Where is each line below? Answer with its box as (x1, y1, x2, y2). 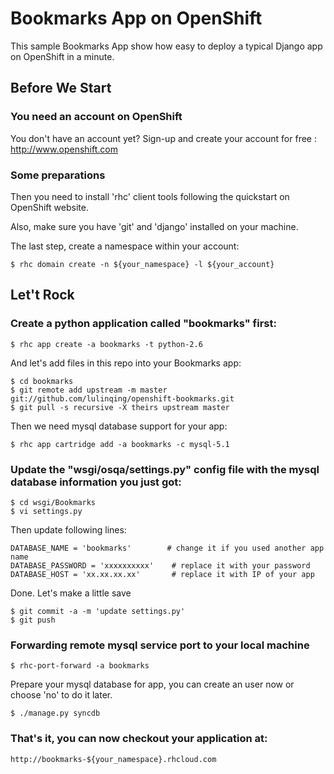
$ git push (10, 615, 56, 625)
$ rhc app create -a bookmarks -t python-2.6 (10, 339, 203, 349)
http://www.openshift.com (10, 143, 118, 155)
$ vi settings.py (10, 506, 83, 516)
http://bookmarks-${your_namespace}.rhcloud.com (10, 754, 217, 764)
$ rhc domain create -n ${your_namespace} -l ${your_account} (10, 259, 275, 269)
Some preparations (10, 168, 106, 182)
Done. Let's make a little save (10, 587, 132, 599)
